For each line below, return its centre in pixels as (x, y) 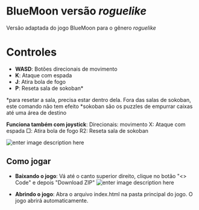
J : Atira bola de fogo (40, 81)
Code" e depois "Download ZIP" (55, 182)
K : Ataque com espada (43, 75)
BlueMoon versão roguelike (76, 11)
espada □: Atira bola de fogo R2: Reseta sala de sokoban (77, 130)
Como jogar (29, 161)
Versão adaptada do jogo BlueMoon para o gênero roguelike (81, 28)
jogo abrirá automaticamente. (52, 200)
